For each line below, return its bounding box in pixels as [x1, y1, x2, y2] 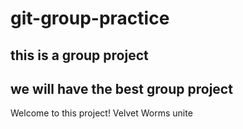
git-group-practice [10, 7, 170, 30]
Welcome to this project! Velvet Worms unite [10, 107, 193, 119]
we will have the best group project [10, 80, 233, 97]
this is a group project [10, 47, 149, 64]
